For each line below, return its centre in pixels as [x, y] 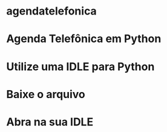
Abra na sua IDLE [50, 122]
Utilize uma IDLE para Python [80, 66]
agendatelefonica [51, 11]
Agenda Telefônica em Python [84, 39]
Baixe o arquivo [46, 94]
